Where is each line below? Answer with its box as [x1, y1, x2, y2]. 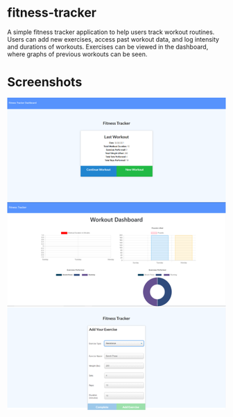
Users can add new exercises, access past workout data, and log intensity [7, 35, 220, 43]
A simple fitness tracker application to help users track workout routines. [7, 28, 215, 36]
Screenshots [7, 74, 83, 90]
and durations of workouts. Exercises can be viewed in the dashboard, [7, 42, 209, 51]
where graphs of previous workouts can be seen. [7, 50, 148, 58]
